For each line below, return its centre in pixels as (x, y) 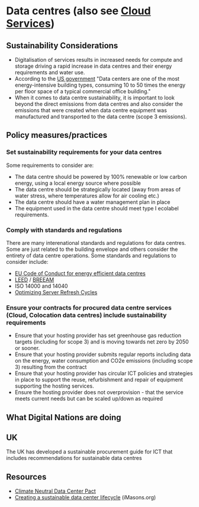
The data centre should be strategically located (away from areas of (98, 189)
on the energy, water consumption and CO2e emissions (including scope (104, 361)
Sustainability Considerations (62, 45)
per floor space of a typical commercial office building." (83, 91)
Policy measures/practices (57, 135)
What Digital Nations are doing (64, 417)
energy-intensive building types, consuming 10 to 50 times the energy (100, 85)
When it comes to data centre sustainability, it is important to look (94, 97)
